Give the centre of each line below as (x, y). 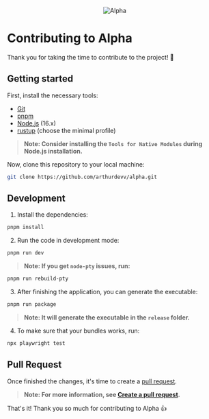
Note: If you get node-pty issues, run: (77, 266)
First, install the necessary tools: (53, 95)
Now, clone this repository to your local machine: (76, 164)
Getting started (40, 79)
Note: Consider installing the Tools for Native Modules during (113, 143)
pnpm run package (32, 304)
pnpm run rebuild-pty (38, 279)
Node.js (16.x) (37, 123)
